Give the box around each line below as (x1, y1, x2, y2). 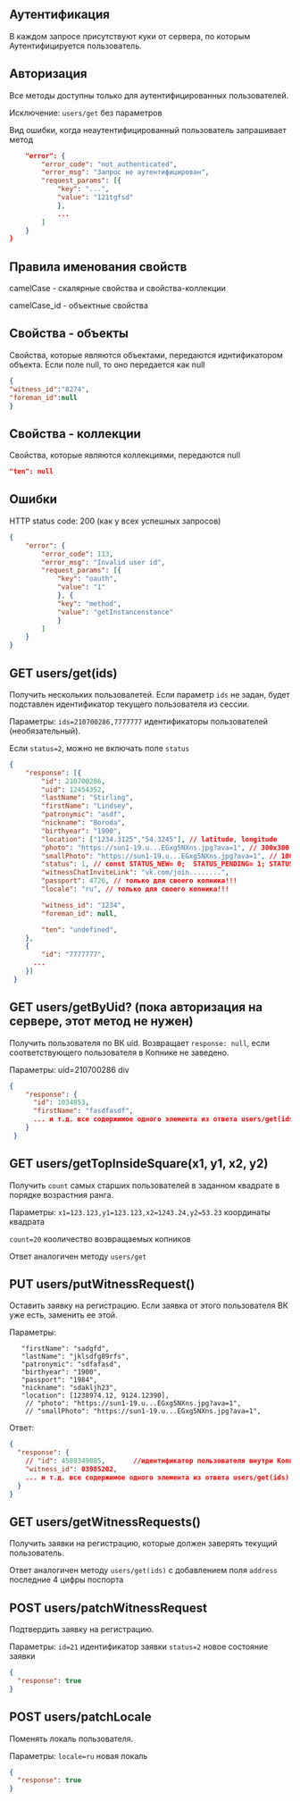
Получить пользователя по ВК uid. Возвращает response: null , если (9, 1037, 271, 1048)
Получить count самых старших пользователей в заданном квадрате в (9, 1179, 280, 1191)
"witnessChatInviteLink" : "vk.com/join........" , (41, 868, 229, 877)
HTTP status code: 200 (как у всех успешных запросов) (9, 515, 221, 526)
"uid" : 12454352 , (41, 785, 105, 794)
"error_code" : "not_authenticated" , (41, 160, 178, 169)
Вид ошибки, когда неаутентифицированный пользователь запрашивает (9, 124, 287, 135)
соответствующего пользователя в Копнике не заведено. (9, 1047, 229, 1058)
